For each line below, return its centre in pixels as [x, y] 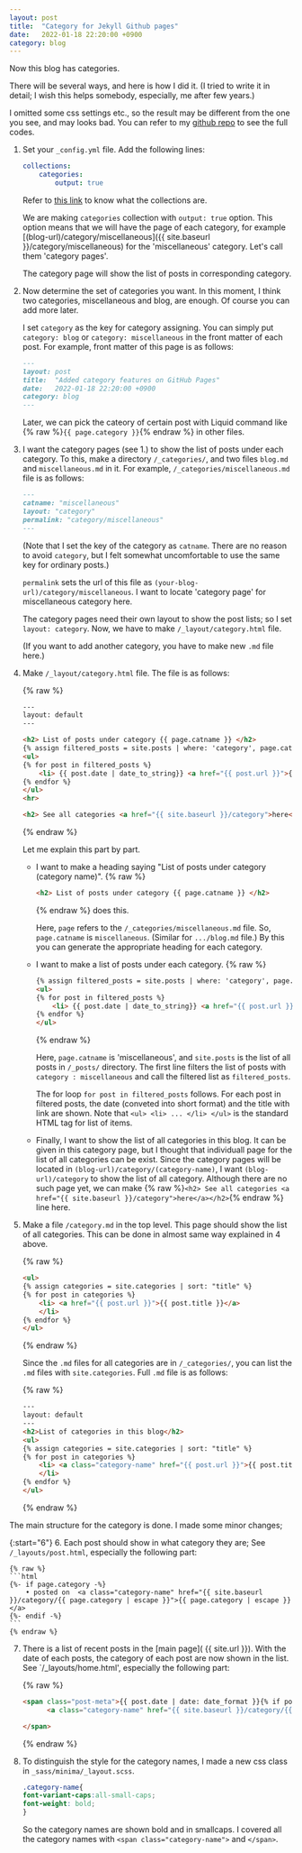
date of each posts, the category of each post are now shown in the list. [155, 1658]
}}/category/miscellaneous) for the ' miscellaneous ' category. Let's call [152, 246]
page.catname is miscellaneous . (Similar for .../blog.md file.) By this [160, 937]
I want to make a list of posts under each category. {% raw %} [151, 964]
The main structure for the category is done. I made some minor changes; [146, 1525]
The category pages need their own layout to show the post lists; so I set [157, 619]
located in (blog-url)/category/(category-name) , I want [139, 1170]
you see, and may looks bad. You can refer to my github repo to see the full [149, 123]
